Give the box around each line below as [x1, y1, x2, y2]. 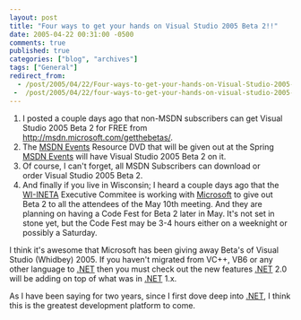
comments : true [9, 38, 66, 48]
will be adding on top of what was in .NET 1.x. [9, 272, 177, 283]
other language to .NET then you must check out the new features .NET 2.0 [9, 264, 288, 274]
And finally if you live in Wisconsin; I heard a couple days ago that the [21, 179, 279, 190]
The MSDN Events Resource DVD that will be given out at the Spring [21, 141, 275, 152]
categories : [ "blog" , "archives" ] [9, 55, 139, 64]
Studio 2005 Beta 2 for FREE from [21, 122, 148, 133]
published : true [9, 47, 70, 56]
